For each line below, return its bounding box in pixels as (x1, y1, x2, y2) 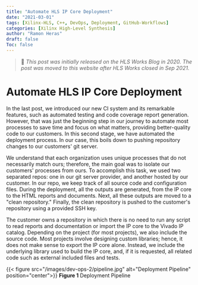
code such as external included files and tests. (6, 254, 120, 261)
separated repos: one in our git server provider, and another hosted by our (6, 173, 188, 180)
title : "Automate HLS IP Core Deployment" (6, 8, 113, 15)
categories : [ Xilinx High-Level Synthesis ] (6, 25, 116, 31)
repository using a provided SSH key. (6, 204, 97, 211)
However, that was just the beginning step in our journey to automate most (6, 117, 189, 125)
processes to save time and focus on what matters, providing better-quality (6, 123, 191, 131)
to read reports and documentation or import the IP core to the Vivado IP (6, 222, 184, 229)
